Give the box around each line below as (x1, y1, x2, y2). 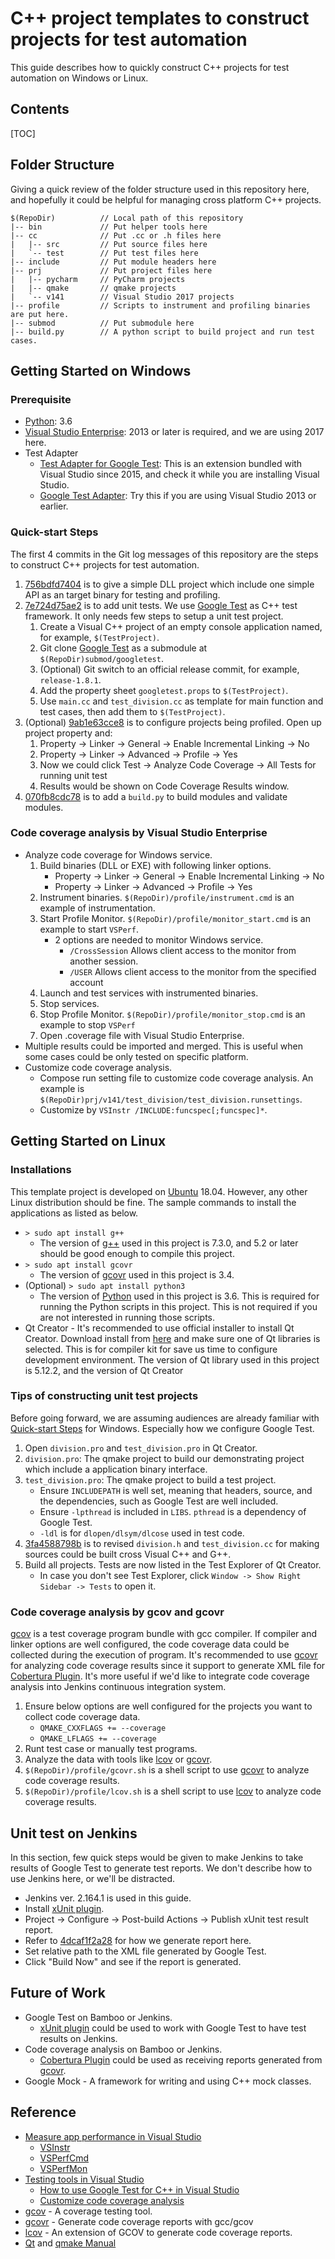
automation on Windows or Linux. (10, 72, 149, 84)
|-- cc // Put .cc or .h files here (10, 230, 222, 241)
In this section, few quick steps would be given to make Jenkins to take (10, 1851, 304, 1863)
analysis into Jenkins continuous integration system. (10, 1681, 227, 1693)
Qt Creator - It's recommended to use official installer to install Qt (24, 1322, 295, 1334)
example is (39, 1082, 85, 1094)
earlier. (39, 500, 69, 512)
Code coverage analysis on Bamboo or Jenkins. (24, 2043, 223, 2055)
